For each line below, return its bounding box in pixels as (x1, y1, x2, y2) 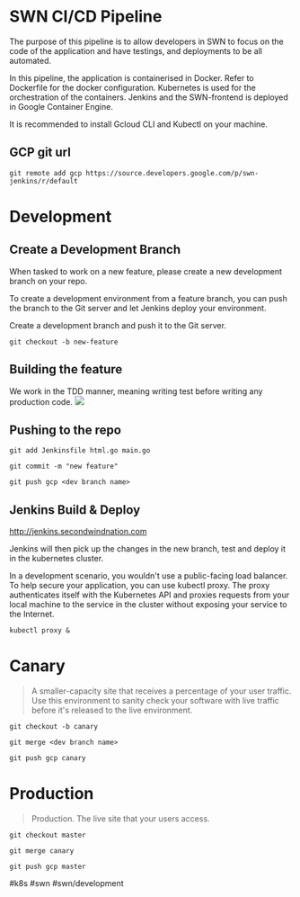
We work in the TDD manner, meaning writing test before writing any (9, 385, 263, 397)
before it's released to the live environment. (31, 704, 193, 716)
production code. (9, 396, 74, 407)
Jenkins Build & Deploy (9, 502, 141, 517)
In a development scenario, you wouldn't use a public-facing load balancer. (9, 570, 288, 581)
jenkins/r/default (9, 176, 78, 185)
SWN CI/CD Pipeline (9, 6, 163, 27)
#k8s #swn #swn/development (9, 878, 124, 889)
